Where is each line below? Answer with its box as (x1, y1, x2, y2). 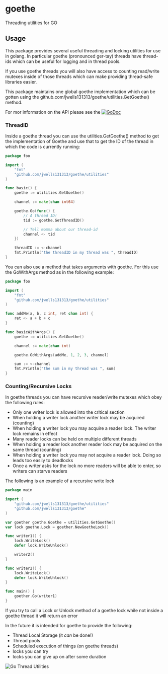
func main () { (5, 589, 35, 594)
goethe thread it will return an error (5, 613, 78, 619)
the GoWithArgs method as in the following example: (5, 269, 114, 275)
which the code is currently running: (5, 144, 80, 150)
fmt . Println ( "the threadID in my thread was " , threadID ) (14, 250, 138, 255)
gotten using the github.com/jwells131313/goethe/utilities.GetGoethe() (5, 94, 150, 100)
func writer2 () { (5, 566, 42, 571)
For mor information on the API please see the (5, 109, 101, 115)
